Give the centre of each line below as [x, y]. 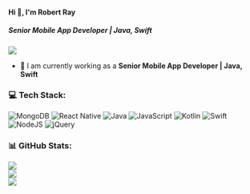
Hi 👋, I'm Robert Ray [42, 12]
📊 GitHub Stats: [40, 145]
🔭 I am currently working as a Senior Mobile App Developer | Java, [131, 66]
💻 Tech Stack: [37, 95]
